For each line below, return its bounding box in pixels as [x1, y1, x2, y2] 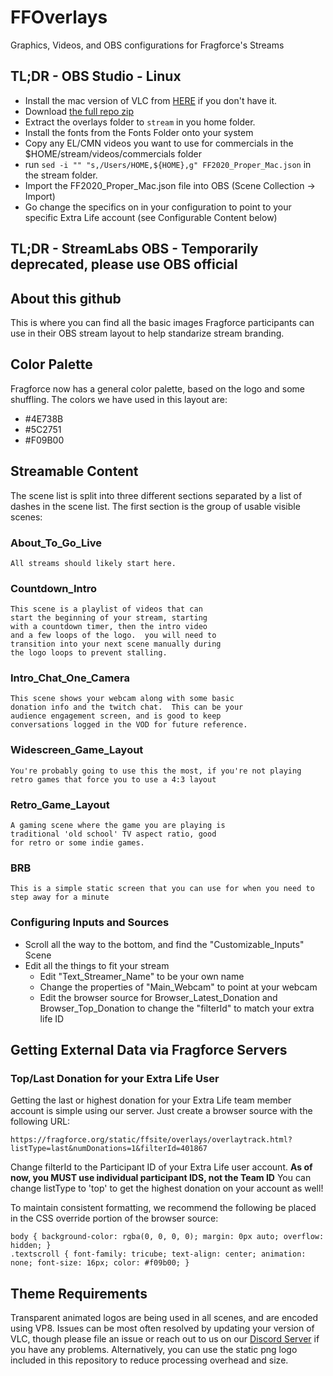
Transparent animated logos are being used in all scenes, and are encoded [10, 1312, 319, 1324]
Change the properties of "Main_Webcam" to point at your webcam [39, 981, 318, 993]
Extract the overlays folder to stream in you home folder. [24, 116, 256, 128]
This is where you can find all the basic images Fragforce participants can [10, 316, 315, 328]
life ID [39, 1012, 65, 1025]
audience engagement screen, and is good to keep [10, 711, 222, 721]
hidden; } [10, 1241, 52, 1251]
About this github [10, 290, 122, 307]
